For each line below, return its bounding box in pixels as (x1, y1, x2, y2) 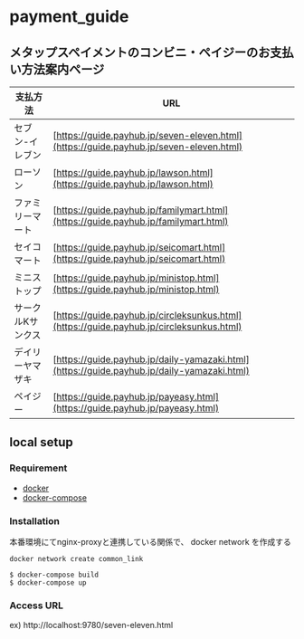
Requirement (9, 462, 68, 474)
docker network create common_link (9, 554, 144, 563)
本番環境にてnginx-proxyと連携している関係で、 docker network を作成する (9, 536, 292, 547)
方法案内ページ (21, 62, 105, 77)
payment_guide (9, 6, 129, 27)
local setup (9, 434, 74, 450)
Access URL (9, 599, 64, 612)
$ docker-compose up (9, 577, 88, 587)
